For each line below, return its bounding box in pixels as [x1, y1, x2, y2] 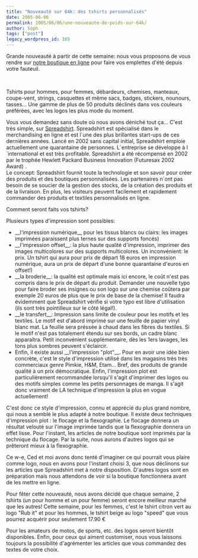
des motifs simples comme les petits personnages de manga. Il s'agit [14, 381, 184, 387]
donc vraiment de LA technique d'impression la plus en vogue [14, 386, 167, 394]
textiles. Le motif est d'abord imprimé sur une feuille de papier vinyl [14, 317, 180, 324]
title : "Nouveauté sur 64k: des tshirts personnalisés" [6, 8, 147, 15]
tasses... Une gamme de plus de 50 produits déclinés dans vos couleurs [6, 101, 183, 107]
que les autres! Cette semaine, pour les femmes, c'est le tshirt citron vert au [6, 503, 191, 510]
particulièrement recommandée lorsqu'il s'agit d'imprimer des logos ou [14, 374, 189, 381]
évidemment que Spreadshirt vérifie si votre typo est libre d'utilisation [14, 298, 186, 305]
